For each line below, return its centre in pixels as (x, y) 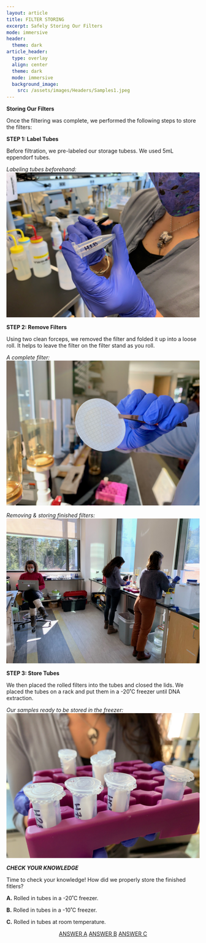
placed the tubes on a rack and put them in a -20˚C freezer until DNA (93, 692)
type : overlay (30, 58)
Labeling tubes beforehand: (41, 169)
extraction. (20, 698)
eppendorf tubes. (29, 158)
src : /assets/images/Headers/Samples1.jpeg (74, 91)
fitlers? (15, 887)
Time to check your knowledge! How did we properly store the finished (96, 880)
